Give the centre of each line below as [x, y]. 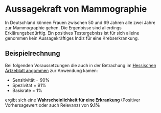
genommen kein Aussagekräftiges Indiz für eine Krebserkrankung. [72, 38]
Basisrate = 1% [27, 90]
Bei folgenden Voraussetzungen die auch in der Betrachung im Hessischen [81, 65]
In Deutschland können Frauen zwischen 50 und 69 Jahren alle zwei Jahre [80, 23]
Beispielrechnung [33, 54]
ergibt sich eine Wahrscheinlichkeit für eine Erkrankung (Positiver [73, 100]
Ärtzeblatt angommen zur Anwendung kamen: [52, 70]
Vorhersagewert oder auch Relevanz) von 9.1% [53, 105]
